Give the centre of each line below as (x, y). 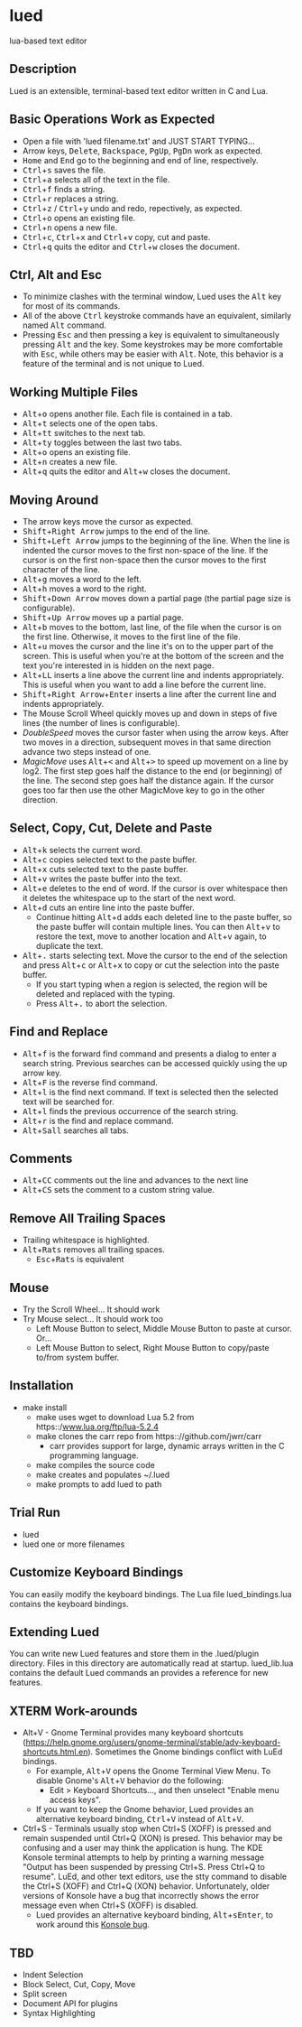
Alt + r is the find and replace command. (98, 1120)
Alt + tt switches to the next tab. (84, 433)
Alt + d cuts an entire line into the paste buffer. (109, 907)
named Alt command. (64, 325)
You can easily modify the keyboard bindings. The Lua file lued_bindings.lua (151, 1594)
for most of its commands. (71, 306)
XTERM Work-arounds (73, 1711)
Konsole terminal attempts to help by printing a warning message (143, 1857)
